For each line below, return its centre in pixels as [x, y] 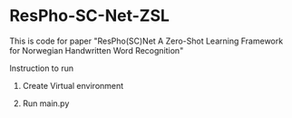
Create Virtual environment [73, 85]
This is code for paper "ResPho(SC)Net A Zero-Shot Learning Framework [146, 41]
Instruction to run [42, 68]
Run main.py [46, 103]
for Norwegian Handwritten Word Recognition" [97, 50]
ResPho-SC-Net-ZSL [90, 16]
